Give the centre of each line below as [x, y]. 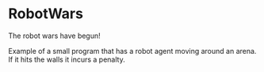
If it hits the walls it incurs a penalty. [67, 59]
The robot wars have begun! [54, 36]
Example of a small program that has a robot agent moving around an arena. [132, 51]
